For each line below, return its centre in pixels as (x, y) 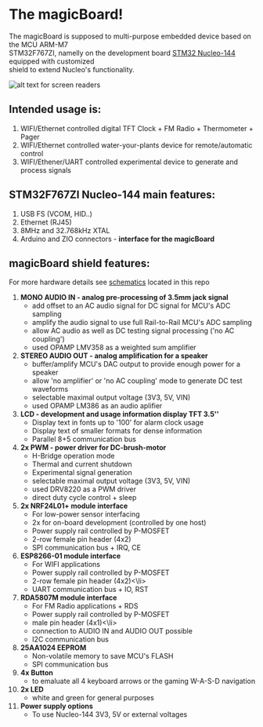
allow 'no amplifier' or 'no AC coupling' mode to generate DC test (137, 381)
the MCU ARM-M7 (39, 44)
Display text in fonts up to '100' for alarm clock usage (118, 422)
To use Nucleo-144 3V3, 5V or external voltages (110, 714)
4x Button (36, 673)
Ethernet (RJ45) (46, 222)
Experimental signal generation (82, 473)
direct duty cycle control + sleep (84, 498)
